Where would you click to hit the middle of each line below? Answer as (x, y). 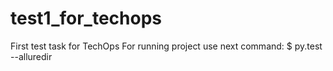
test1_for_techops (86, 18)
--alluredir (31, 56)
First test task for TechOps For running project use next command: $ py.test (166, 46)
